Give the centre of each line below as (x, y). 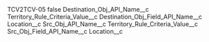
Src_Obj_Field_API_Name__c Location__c (65, 31)
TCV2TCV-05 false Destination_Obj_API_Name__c (78, 9)
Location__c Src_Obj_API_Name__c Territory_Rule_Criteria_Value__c (103, 24)
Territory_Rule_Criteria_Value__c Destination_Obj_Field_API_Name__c (105, 17)
